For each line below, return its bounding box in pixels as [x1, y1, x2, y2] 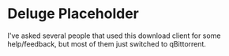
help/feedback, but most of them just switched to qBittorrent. [7, 39, 207, 48]
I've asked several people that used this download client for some [7, 31, 221, 40]
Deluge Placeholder [7, 5, 139, 23]
